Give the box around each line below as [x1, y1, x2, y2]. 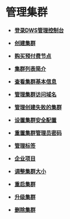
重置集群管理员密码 [14, 129, 62, 136]
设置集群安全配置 [14, 116, 57, 124]
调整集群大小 [14, 167, 46, 175]
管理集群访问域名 [14, 90, 57, 98]
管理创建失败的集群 [14, 103, 62, 110]
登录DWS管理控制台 [14, 27, 64, 34]
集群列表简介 [14, 65, 46, 72]
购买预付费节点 [14, 52, 51, 59]
